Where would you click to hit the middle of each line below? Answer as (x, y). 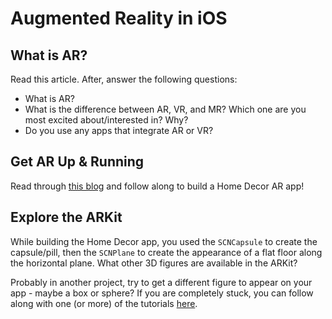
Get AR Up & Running (77, 162)
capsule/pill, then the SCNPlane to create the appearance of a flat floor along (166, 252)
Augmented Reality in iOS (119, 18)
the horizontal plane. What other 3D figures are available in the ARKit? (154, 263)
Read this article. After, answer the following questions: (124, 79)
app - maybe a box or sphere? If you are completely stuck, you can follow (162, 293)
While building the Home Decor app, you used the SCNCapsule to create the (164, 241)
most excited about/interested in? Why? (106, 120)
